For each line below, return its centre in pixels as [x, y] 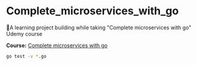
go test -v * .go [26, 56]
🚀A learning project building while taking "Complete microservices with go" [99, 27]
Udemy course [24, 33]
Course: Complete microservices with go [57, 45]
